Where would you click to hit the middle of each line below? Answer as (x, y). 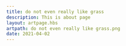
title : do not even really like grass (55, 12)
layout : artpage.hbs (32, 23)
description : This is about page (48, 17)
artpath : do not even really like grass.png (63, 28)
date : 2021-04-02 (28, 34)
